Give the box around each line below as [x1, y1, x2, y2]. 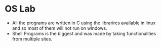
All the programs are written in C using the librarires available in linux [12, 20, 156, 26]
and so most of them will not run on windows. [12, 25, 107, 31]
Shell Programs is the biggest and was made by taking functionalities [12, 30, 156, 36]
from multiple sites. [12, 36, 53, 42]
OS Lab [5, 3, 36, 15]
